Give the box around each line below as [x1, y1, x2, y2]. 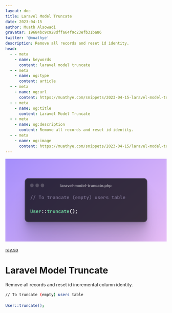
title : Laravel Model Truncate [5, 13, 72, 19]
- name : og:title [14, 106, 52, 111]
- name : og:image [14, 138, 52, 143]
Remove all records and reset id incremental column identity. [5, 281, 133, 287]
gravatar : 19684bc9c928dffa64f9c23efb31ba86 [5, 30, 102, 35]
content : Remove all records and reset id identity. [18, 127, 134, 133]
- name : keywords [14, 57, 52, 62]
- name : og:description [14, 122, 66, 127]
